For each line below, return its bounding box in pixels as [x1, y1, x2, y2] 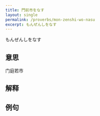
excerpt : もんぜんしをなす [5, 22, 57, 27]
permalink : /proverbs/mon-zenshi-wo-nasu [5, 17, 95, 22]
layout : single [5, 12, 38, 17]
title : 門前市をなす [5, 7, 45, 13]
